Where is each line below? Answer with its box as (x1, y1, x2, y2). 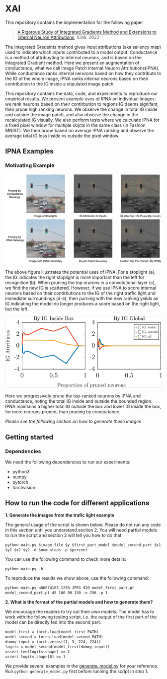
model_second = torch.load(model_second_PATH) (5, 634, 103, 639)
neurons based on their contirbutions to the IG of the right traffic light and (5, 290, 156, 296)
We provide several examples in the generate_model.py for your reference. (5, 663, 159, 669)
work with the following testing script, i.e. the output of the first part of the (5, 614, 157, 620)
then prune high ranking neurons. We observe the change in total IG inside (5, 106, 158, 112)
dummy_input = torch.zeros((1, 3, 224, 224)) (5, 639, 101, 644)
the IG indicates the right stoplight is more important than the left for (5, 274, 145, 280)
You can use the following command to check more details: (5, 556, 127, 562)
